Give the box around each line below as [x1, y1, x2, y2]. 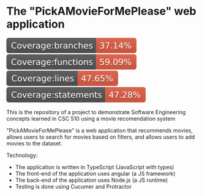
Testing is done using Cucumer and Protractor [15, 183, 132, 190]
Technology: [6, 151, 38, 159]
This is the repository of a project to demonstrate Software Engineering [6, 108, 186, 115]
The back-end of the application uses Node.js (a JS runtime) [15, 176, 168, 184]
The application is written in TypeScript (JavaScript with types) [15, 163, 174, 170]
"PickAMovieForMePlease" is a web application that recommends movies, [6, 126, 193, 134]
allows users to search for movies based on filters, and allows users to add [6, 133, 195, 140]
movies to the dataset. [6, 139, 62, 147]
